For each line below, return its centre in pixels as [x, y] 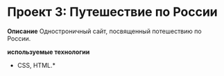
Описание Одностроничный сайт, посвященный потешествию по [105, 31]
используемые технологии [49, 52]
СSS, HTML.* [36, 65]
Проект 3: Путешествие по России [113, 12]
